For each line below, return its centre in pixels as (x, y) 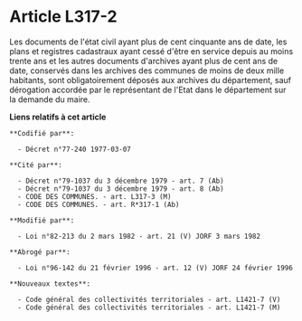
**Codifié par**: (42, 133)
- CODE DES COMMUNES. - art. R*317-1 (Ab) (99, 204)
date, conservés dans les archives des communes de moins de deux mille (147, 71)
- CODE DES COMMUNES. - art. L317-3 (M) (94, 196)
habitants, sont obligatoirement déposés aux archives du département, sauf (151, 80)
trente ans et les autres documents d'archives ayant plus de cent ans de (144, 61)
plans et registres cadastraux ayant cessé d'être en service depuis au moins (151, 51)
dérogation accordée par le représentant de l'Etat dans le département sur (148, 90)
